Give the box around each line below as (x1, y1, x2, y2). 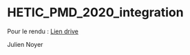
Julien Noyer (7, 40, 43, 48)
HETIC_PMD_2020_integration (7, 5, 184, 20)
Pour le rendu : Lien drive (7, 27, 79, 35)
